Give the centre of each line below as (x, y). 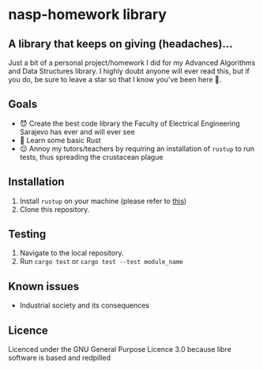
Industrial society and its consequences (85, 305)
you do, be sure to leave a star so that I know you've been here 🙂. (115, 79)
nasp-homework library (88, 15)
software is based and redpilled (59, 358)
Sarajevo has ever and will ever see (77, 131)
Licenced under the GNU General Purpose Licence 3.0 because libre (120, 349)
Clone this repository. (54, 209)
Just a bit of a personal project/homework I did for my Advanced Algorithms (132, 62)
